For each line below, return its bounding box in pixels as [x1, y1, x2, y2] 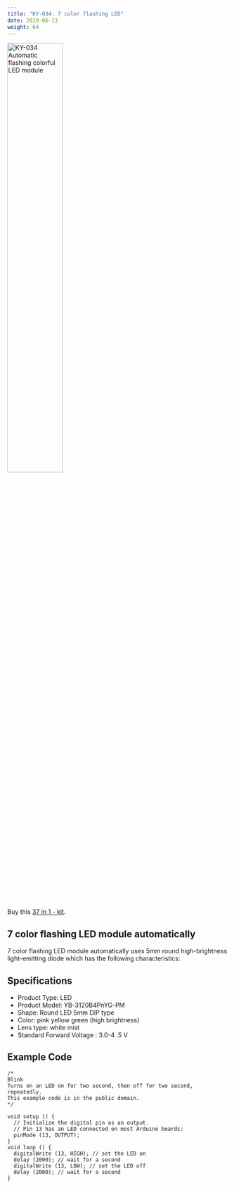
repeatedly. [7, 1088, 42, 1096]
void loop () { [7, 1144, 52, 1151]
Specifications [7, 974, 72, 986]
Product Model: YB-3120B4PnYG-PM [17, 1001, 125, 1009]
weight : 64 [7, 23, 39, 30]
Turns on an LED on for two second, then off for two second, [7, 1082, 193, 1089]
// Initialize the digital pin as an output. [13, 1119, 150, 1126]
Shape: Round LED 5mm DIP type [17, 1008, 115, 1017]
